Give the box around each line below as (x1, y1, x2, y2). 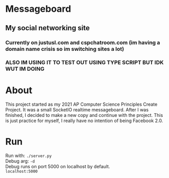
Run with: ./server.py (5, 152, 52, 159)
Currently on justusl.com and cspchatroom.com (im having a (5, 39, 160, 46)
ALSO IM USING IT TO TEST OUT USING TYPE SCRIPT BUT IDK (5, 59, 164, 66)
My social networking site (5, 24, 90, 32)
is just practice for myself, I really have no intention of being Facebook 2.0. (5, 117, 163, 124)
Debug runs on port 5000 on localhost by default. (5, 164, 110, 170)
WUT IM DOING (5, 65, 45, 72)
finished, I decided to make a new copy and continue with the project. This (5, 112, 163, 118)
